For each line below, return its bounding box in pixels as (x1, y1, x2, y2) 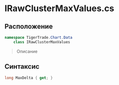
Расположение (4, 22, 53, 31)
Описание (16, 48, 38, 54)
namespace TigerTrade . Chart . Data (4, 35, 73, 40)
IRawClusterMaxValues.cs (4, 3, 115, 14)
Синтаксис (4, 63, 40, 71)
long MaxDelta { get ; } (4, 75, 53, 80)
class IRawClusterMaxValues (13, 39, 70, 44)
